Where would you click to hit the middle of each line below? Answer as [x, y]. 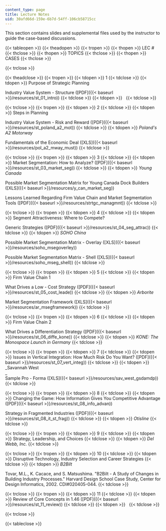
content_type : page [25, 10]
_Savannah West [22, 368]
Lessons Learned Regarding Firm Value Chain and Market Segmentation [79, 198]
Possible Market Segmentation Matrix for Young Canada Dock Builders [77, 183]
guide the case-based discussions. [41, 38]
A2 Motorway [19, 133]
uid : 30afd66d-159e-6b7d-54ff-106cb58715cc [51, 19]
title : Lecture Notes [27, 14]
